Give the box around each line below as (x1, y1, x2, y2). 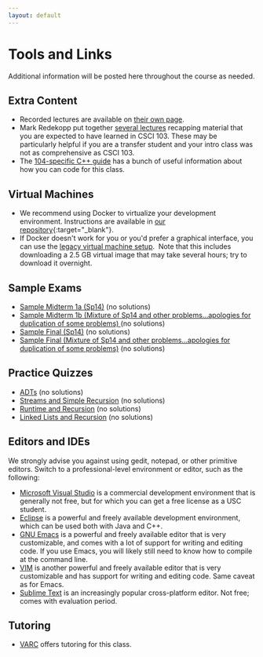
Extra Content (8, 93, 78, 107)
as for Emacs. (19, 579, 64, 589)
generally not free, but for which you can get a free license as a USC (19, 496, 242, 506)
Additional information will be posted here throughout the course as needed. (8, 71, 255, 81)
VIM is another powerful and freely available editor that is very (19, 563, 221, 572)
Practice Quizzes (8, 367, 93, 380)
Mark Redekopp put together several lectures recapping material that (19, 123, 243, 133)
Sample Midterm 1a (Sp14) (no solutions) (19, 302, 151, 311)
